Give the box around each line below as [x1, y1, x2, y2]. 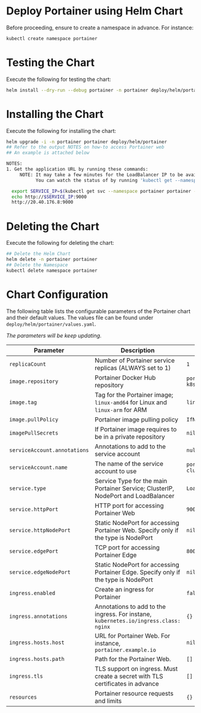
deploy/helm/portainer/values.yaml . [6, 320, 97, 327]
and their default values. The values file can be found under [6, 314, 154, 321]
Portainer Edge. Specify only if [95, 568, 181, 576]
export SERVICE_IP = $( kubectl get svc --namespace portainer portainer [11, 188, 191, 194]
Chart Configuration [6, 287, 109, 301]
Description [120, 346, 155, 354]
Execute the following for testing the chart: [6, 75, 111, 83]
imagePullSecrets [9, 429, 59, 436]
